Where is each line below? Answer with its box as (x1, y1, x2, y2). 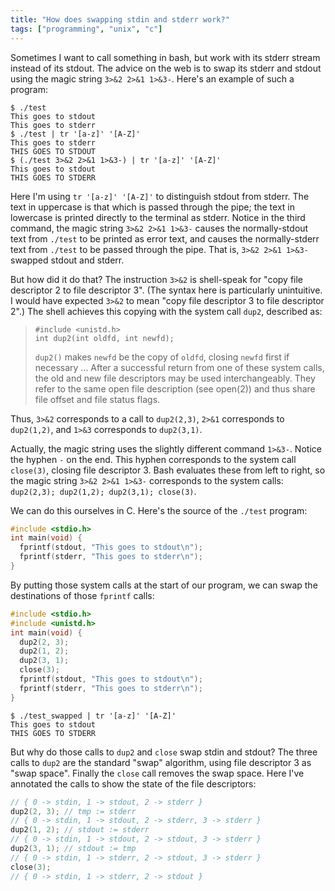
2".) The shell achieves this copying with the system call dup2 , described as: (10, 305, 323, 317)
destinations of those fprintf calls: (10, 589, 155, 601)
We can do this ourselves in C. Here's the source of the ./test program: (10, 504, 308, 516)
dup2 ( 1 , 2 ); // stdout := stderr (10, 825, 150, 835)
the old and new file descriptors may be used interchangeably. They (34, 372, 316, 384)
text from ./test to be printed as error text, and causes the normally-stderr (10, 232, 320, 245)
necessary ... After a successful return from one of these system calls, (34, 361, 325, 373)
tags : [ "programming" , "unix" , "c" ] (10, 24, 163, 34)
